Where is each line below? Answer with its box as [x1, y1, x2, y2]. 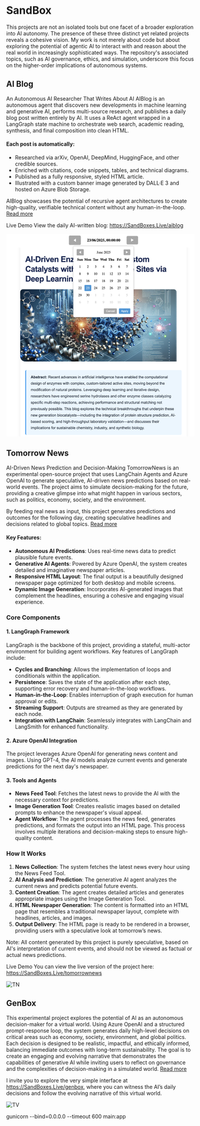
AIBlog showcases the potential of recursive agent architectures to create [6, 197, 187, 204]
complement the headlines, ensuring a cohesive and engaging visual [14, 592, 184, 599]
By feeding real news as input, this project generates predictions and [6, 507, 176, 514]
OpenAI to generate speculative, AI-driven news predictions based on [6, 477, 178, 484]
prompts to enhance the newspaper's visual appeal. [14, 809, 143, 816]
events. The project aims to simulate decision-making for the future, [21, 483, 189, 490]
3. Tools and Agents [6, 776, 57, 784]
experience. [14, 598, 45, 606]
